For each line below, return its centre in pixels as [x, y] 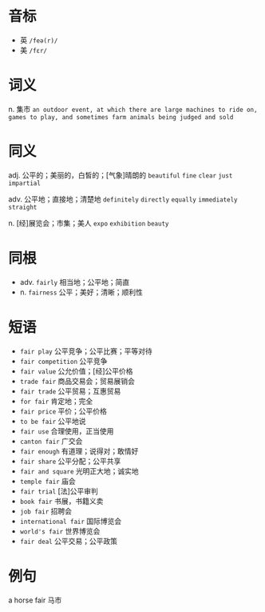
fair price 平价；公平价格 [63, 411]
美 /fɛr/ [34, 50]
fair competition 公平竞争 [63, 361]
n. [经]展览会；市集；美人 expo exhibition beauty [89, 223]
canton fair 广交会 [51, 441]
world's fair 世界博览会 [60, 531]
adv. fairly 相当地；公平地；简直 [75, 282]
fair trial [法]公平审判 [59, 491]
